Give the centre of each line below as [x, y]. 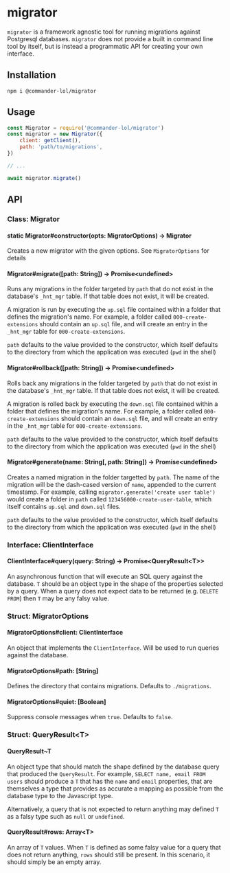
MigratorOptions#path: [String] [53, 670]
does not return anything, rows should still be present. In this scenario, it [109, 854]
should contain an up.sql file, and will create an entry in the [124, 324]
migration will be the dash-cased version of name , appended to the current [112, 484]
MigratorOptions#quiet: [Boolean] [57, 701]
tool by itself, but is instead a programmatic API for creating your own [105, 46]
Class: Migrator [34, 219]
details [16, 258]
